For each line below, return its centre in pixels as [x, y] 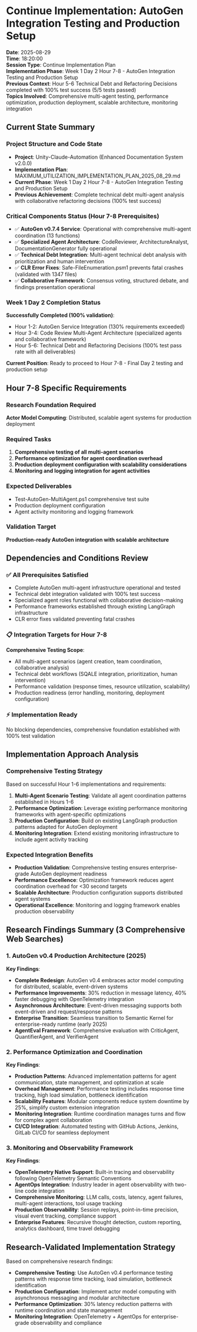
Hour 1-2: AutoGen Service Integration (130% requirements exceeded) [100, 327]
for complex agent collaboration [53, 1120]
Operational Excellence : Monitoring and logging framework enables [97, 905]
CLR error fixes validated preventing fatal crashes [75, 619]
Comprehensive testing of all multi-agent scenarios [79, 452]
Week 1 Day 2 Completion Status [54, 302]
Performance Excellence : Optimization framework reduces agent [94, 880]
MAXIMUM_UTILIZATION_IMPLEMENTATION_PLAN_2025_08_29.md [97, 176]
